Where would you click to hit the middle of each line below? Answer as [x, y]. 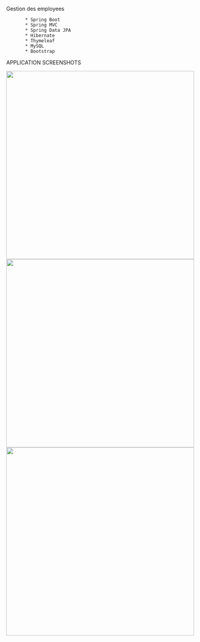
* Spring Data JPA [48, 30]
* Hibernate [40, 36]
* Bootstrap [40, 51]
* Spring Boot [43, 20]
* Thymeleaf [40, 41]
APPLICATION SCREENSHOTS [44, 62]
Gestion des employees [35, 9]
